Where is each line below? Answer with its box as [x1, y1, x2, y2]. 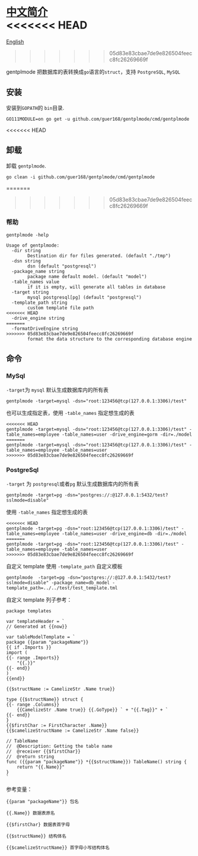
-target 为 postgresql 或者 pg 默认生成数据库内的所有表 [6, 480, 139, 487]
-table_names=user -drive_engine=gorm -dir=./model [62, 432, 193, 438]
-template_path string [11, 300, 68, 306]
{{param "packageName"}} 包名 [6, 798, 79, 804]
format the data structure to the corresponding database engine [27, 336, 193, 342]
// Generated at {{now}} [6, 624, 68, 630]
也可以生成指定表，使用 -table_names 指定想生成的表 [6, 409, 135, 416]
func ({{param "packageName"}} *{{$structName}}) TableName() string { [6, 759, 187, 764]
